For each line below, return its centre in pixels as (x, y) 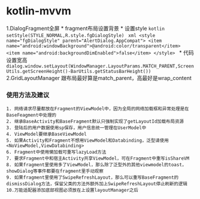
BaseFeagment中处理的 (31, 115)
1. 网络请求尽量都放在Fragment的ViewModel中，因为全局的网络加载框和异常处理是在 (98, 109)
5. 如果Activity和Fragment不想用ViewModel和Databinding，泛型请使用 (87, 141)
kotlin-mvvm (39, 11)
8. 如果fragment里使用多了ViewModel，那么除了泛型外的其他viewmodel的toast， (96, 165)
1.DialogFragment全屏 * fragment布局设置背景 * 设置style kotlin (85, 28)
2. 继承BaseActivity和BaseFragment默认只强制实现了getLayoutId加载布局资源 (95, 122)
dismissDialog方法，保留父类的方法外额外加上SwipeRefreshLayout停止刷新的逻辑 (97, 184)
